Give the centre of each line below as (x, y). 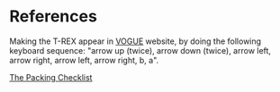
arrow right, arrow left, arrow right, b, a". (84, 60)
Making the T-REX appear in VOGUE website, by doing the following (135, 41)
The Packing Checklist (51, 77)
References (53, 17)
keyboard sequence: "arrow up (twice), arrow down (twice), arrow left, (140, 50)
